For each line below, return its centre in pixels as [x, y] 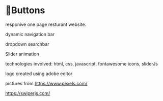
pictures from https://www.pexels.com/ [46, 83]
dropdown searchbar [27, 44]
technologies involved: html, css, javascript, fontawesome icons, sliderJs [81, 63]
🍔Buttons [25, 10]
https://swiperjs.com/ [28, 93]
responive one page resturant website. [46, 24]
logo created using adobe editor [39, 74]
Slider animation [22, 54]
